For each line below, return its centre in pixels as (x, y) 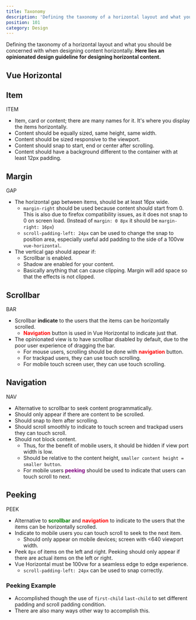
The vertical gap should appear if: (55, 252)
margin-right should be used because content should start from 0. (103, 208)
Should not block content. (45, 439)
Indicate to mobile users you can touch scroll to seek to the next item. (98, 533)
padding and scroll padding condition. (60, 604)
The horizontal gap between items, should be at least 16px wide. (92, 202)
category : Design (27, 28)
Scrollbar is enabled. (48, 258)
